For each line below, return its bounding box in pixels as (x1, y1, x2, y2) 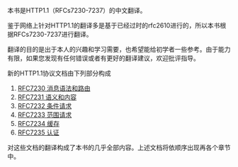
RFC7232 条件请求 (17, 102, 72, 110)
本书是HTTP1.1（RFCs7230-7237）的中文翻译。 (7, 6, 147, 14)
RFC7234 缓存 (17, 120, 60, 127)
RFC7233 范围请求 (17, 110, 72, 119)
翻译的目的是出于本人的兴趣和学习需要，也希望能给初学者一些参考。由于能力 (7, 45, 231, 53)
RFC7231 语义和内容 (17, 93, 77, 101)
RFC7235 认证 (17, 128, 59, 137)
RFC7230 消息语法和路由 (17, 84, 91, 92)
